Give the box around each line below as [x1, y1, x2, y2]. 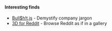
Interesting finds [4, 4, 40, 10]
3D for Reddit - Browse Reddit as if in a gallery [11, 20, 108, 26]
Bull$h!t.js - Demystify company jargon [11, 15, 93, 21]
